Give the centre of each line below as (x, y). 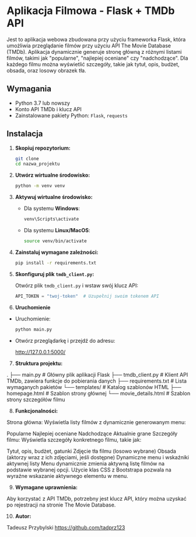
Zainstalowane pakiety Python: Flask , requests (71, 115)
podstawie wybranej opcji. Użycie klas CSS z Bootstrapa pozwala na (89, 470)
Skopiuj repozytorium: (43, 148)
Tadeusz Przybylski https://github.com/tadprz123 (66, 527)
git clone (27, 159)
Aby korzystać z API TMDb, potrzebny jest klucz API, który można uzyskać (97, 498)
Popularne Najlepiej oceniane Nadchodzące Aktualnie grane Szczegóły (92, 433)
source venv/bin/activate (55, 241)
